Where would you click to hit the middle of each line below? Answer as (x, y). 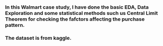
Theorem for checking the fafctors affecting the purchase (75, 19)
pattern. (15, 25)
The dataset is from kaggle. (38, 38)
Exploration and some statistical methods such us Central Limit (81, 13)
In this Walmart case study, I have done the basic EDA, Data (77, 7)
